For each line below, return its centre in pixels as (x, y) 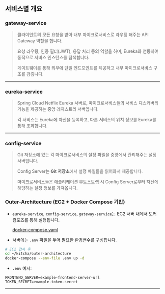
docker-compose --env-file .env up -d (45, 258)
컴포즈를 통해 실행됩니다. (36, 220)
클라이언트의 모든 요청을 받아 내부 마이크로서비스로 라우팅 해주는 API (83, 34)
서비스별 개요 (24, 9)
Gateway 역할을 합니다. (40, 40)
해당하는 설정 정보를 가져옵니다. (47, 188)
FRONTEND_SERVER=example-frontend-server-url (52, 278)
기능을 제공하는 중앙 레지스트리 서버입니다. (58, 109)
